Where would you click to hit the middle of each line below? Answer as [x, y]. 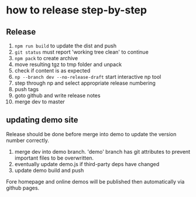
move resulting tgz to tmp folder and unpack [68, 64]
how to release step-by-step [77, 10]
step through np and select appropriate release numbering [85, 83]
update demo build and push [49, 170]
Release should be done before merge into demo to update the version [91, 134]
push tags [27, 89]
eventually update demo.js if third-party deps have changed [87, 164]
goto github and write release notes [57, 95]
